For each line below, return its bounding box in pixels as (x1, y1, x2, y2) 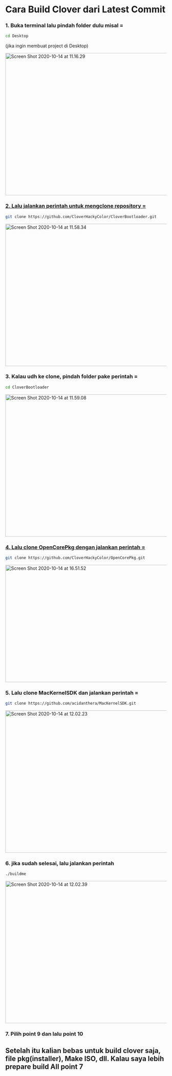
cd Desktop (5, 33, 29, 39)
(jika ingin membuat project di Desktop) (5, 43, 89, 49)
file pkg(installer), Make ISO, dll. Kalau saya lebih (5, 1054, 164, 1063)
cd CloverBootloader (5, 385, 50, 390)
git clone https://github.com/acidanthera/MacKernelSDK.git (5, 701, 137, 706)
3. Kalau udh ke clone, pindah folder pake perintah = (5, 373, 138, 380)
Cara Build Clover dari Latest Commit (5, 4, 166, 15)
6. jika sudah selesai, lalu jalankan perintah (5, 860, 114, 867)
